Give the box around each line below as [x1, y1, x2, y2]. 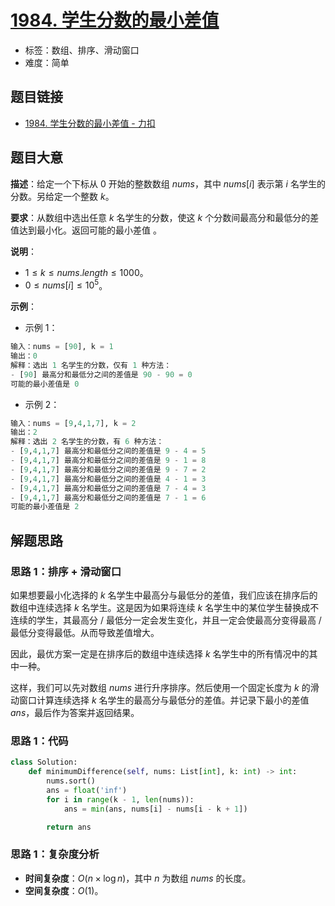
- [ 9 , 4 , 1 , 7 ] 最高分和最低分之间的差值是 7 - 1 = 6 [10, 492, 207, 503]
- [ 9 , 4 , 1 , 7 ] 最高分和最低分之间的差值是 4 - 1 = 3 [10, 474, 207, 484]
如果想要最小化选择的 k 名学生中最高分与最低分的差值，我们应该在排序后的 [10, 589, 318, 601]
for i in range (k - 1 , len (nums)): [46, 794, 195, 805]
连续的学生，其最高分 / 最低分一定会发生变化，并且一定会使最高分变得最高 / [10, 614, 322, 626]
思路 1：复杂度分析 [10, 847, 100, 861]
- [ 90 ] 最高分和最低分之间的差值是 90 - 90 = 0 [10, 369, 193, 380]
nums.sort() [46, 776, 97, 786]
